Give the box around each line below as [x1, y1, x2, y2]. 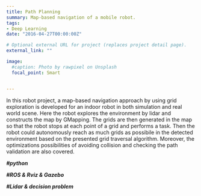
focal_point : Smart [11, 70, 61, 76]
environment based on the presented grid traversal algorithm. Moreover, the [6, 135, 194, 142]
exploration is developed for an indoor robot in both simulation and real [6, 103, 182, 110]
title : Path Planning [6, 8, 61, 15]
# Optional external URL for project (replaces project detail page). [6, 42, 187, 48]
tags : [6, 20, 20, 26]
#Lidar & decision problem [6, 183, 74, 190]
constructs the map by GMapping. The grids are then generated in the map [6, 115, 193, 123]
